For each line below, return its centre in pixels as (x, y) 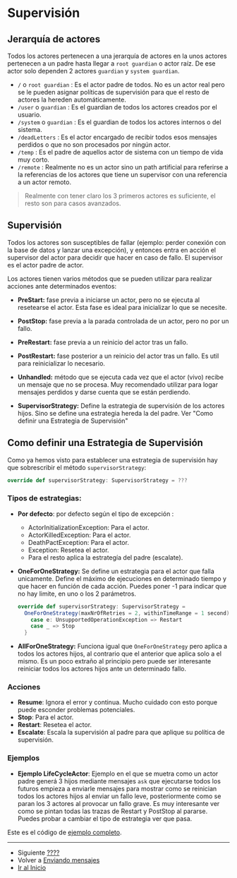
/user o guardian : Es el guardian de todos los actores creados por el (117, 107)
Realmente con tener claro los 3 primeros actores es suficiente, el (120, 196)
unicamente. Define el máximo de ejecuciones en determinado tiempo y (122, 578)
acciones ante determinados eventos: (62, 286)
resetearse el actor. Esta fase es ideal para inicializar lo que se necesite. (122, 307)
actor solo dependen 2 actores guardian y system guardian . (93, 71)
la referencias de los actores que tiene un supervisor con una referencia (122, 175)
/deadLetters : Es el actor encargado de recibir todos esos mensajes (117, 137)
